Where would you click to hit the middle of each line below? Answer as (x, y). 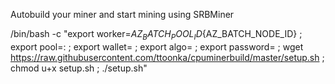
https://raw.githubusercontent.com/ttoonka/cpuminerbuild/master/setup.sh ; (167, 57)
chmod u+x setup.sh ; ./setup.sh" (79, 68)
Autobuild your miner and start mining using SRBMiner (122, 14)
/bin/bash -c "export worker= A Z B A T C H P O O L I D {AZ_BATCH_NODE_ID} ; (156, 35)
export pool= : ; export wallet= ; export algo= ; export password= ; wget (157, 46)
